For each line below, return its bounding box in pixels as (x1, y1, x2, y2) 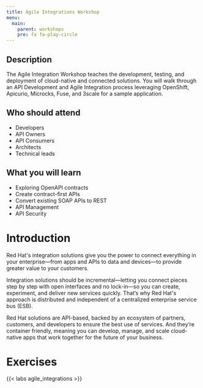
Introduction (6, 231, 71, 245)
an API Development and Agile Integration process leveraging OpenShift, (6, 83, 190, 90)
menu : (6, 15, 20, 21)
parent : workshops (17, 26, 64, 32)
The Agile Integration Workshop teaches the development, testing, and (6, 70, 185, 78)
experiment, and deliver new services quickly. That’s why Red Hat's (6, 289, 177, 296)
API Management (15, 203, 59, 211)
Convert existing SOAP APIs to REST (15, 197, 107, 204)
